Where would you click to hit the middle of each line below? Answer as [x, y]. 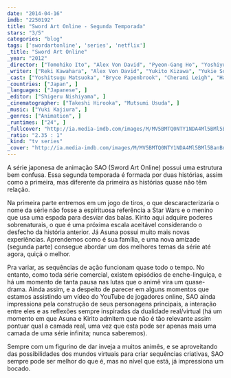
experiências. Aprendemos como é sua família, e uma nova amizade [104, 239]
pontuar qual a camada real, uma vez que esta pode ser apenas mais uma [112, 326]
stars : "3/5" [26, 33]
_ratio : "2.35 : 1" [35, 135]
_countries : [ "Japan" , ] [43, 84]
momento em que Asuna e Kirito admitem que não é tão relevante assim [109, 318]
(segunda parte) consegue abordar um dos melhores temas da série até [109, 246]
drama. [17, 289]
